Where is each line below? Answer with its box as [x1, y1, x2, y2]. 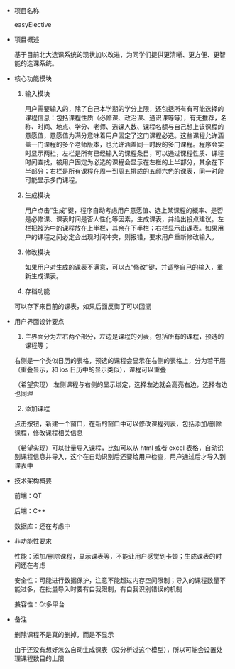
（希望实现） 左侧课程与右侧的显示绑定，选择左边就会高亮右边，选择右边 [13, 380, 228, 389]
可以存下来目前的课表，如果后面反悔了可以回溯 [13, 302, 151, 310]
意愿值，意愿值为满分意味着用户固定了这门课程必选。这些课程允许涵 [24, 131, 224, 139]
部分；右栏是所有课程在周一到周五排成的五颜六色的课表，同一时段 [31, 167, 224, 175]
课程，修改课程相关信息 [13, 428, 83, 436]
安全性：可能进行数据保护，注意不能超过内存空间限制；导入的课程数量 [13, 576, 220, 584]
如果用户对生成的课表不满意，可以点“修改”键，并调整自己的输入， [24, 263, 217, 271]
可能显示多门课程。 [24, 176, 82, 184]
